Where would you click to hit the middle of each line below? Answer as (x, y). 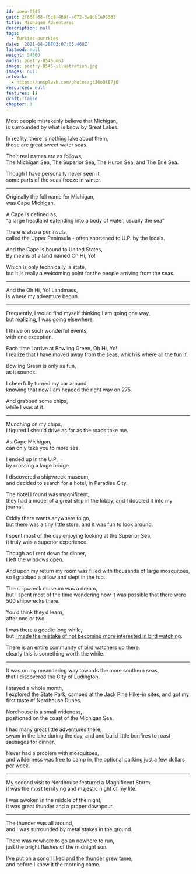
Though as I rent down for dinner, (46, 553)
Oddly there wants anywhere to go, (48, 518)
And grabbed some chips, (37, 401)
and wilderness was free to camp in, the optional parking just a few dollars (95, 759)
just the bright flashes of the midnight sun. (57, 846)
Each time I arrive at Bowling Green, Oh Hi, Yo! (62, 348)
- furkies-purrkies (35, 39)
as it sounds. (21, 372)
